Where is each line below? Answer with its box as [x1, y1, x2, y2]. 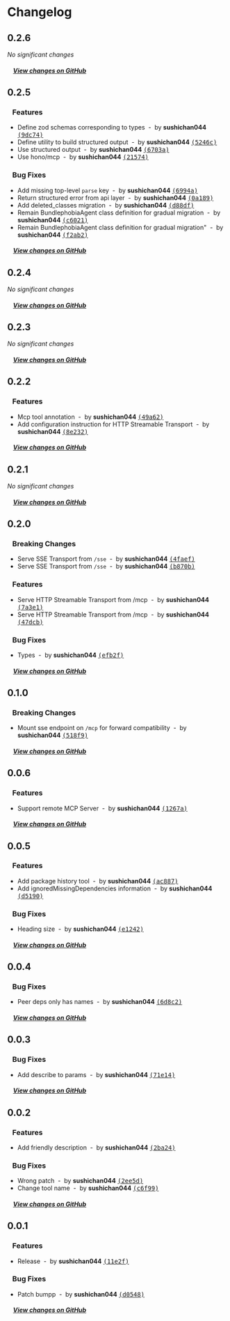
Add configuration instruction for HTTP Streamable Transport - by [17, 419, 210, 428]
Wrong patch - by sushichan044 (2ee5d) [17, 1177, 144, 1185]
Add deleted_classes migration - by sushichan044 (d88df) [17, 201, 195, 209]
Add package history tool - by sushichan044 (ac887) [17, 876, 179, 885]
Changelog [7, 4, 72, 20]
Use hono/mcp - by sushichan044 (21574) [17, 153, 149, 161]
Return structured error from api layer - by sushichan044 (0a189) [17, 193, 214, 202]
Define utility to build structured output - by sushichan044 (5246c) [17, 138, 217, 146]
